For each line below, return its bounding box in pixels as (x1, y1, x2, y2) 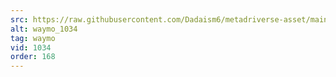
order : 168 (10, 52, 56, 62)
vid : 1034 (10, 42, 52, 53)
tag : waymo (10, 33, 56, 43)
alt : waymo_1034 (10, 24, 78, 34)
